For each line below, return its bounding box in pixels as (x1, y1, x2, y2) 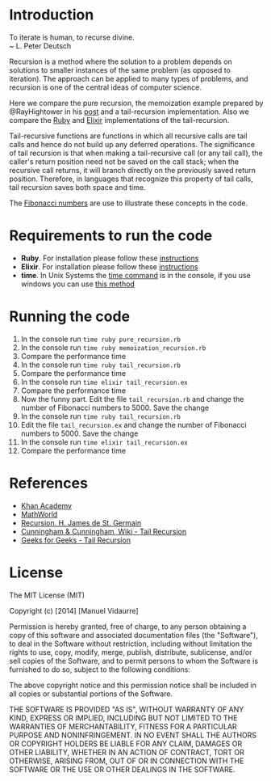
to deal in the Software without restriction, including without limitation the (9, 639, 252, 648)
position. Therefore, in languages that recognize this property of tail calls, (9, 174, 253, 184)
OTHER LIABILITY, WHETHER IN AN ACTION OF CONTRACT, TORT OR (9, 747, 244, 757)
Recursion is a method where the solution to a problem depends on (9, 57, 232, 66)
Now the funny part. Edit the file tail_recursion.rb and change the (20, 394, 244, 403)
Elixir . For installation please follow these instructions (20, 261, 198, 272)
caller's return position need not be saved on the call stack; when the (9, 156, 240, 167)
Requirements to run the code (9, 226, 213, 245)
